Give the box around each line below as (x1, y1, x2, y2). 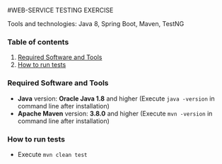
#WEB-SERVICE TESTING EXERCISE (7, 6, 114, 14)
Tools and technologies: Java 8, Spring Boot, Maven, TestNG (7, 20, 185, 27)
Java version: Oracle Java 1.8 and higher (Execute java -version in (17, 94, 215, 103)
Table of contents (7, 37, 69, 46)
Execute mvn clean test (17, 150, 88, 158)
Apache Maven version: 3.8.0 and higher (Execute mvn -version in (17, 109, 213, 118)
